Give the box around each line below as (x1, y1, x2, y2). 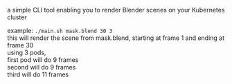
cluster (7, 13, 27, 21)
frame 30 (7, 41, 34, 49)
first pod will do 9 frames (7, 56, 79, 64)
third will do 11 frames (7, 70, 69, 78)
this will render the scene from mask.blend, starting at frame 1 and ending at (7, 34, 225, 42)
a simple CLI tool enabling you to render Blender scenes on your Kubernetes (7, 6, 225, 14)
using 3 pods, (7, 48, 46, 56)
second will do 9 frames (7, 63, 76, 71)
